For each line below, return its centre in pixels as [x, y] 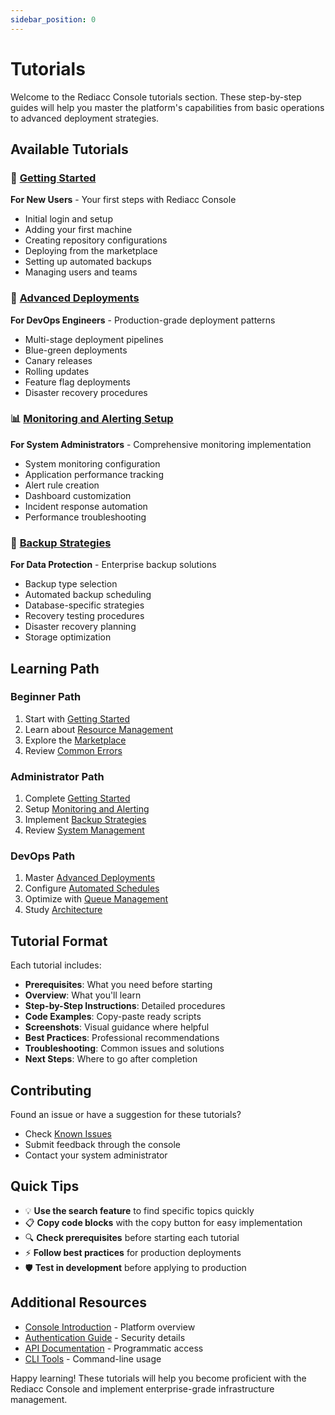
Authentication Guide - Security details [105, 1337]
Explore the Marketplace [75, 740]
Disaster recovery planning [80, 627]
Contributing [51, 1090]
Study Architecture [63, 910]
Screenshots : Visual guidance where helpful [117, 1027]
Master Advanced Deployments [90, 878]
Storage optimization [68, 637]
